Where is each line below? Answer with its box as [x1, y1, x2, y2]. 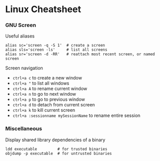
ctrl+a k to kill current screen [12, 107, 75, 113]
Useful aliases [5, 33, 35, 39]
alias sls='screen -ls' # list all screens [5, 47, 108, 53]
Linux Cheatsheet [5, 4, 82, 15]
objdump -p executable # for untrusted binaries [5, 151, 112, 156]
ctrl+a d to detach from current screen [12, 102, 95, 108]
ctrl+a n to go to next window [12, 91, 76, 97]
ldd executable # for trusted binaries [5, 146, 108, 151]
